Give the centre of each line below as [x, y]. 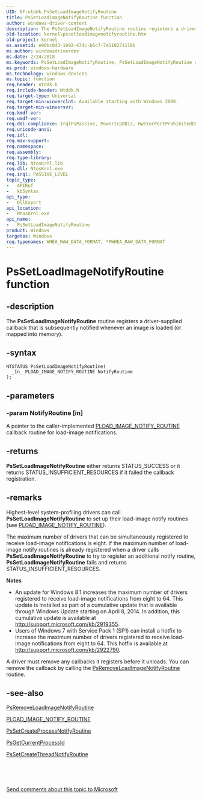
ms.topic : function [31, 79]
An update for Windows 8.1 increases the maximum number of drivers [101, 592]
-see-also [25, 693]
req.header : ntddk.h [32, 85]
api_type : [19, 197]
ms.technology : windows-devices [47, 74]
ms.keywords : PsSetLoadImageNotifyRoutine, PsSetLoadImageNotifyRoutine [99, 62]
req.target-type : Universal [41, 96]
